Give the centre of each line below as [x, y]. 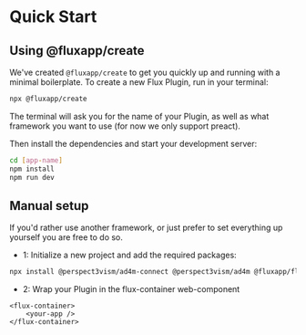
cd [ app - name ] [36, 160]
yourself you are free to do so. [66, 237]
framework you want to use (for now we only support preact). [125, 126]
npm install [32, 169]
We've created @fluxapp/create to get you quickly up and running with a [145, 72]
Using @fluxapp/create [77, 51]
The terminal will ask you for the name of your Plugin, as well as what [139, 116]
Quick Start [53, 17]
